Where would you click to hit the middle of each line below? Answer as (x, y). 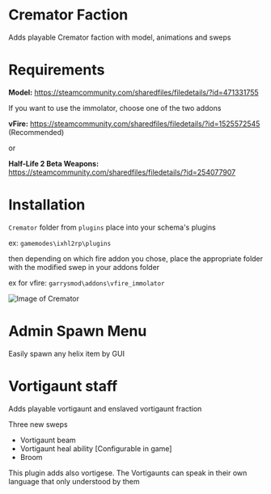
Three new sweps (38, 424)
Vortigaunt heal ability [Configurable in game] (96, 448)
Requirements (57, 70)
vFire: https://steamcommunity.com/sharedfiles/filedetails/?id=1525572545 (134, 124)
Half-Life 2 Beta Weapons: (54, 163)
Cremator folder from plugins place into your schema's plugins (112, 227)
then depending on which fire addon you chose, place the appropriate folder (136, 258)
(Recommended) (36, 132)
